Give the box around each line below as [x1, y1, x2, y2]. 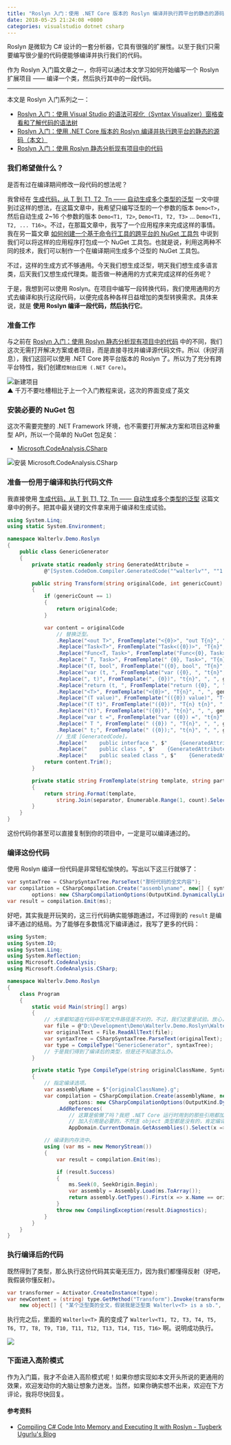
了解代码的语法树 [29, 118, 78, 127]
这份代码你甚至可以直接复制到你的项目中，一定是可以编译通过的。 [7, 829, 194, 838]
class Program [19, 990, 60, 997]
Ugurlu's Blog [16, 1430, 56, 1438]
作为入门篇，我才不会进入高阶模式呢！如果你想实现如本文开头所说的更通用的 [7, 1373, 224, 1381]
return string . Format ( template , [43, 790, 137, 797]
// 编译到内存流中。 [43, 1137, 95, 1144]
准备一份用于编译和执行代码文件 [7, 477, 113, 487]
